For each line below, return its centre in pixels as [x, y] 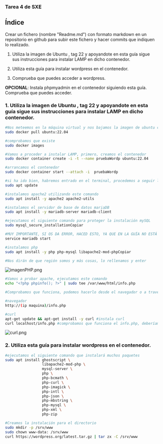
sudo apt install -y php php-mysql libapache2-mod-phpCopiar [68, 252]
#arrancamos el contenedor [32, 167]
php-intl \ [53, 391]
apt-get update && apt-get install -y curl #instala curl [65, 319]
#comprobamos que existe [30, 141]
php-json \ [53, 396]
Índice [15, 23]
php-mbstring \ [57, 401]
